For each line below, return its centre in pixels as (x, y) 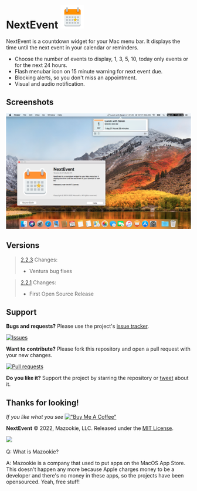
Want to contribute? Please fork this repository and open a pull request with (98, 349)
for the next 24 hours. (41, 65)
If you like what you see (35, 417)
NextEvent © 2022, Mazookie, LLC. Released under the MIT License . (90, 428)
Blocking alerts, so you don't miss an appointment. (76, 78)
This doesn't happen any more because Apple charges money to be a (90, 469)
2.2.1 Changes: (38, 282)
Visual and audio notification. (50, 83)
